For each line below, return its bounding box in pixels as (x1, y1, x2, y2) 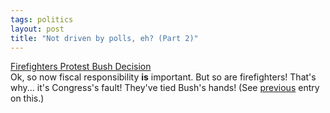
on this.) (10, 92, 45, 105)
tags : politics (10, 14, 74, 25)
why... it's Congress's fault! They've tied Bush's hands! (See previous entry (10, 82, 320, 94)
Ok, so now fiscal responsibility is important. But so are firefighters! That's (10, 71, 317, 83)
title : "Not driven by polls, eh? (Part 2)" (10, 33, 199, 43)
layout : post (10, 24, 65, 34)
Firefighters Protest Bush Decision (10, 61, 152, 73)
